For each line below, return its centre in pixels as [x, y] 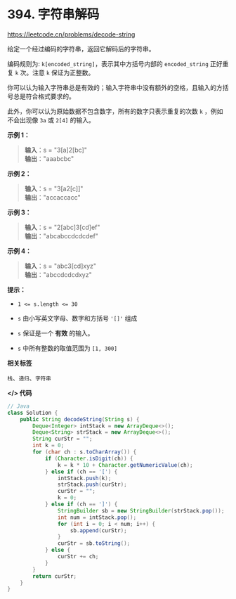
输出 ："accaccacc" [52, 197]
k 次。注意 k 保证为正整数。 [55, 72]
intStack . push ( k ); [84, 478]
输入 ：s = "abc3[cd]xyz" [60, 266]
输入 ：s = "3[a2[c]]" [54, 188]
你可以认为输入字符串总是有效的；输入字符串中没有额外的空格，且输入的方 [115, 87]
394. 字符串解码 [53, 14]
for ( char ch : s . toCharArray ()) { [85, 452]
